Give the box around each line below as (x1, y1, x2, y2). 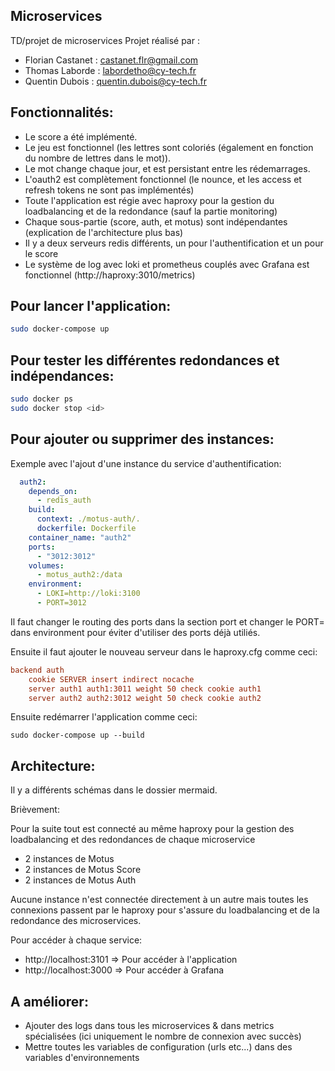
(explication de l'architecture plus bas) (24, 226, 184, 238)
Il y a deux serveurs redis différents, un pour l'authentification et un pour (24, 237, 324, 249)
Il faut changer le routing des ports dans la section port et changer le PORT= (10, 615, 325, 628)
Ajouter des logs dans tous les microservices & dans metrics (24, 1020, 275, 1032)
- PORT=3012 (36, 598, 87, 608)
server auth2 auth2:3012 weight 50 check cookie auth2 (28, 693, 262, 703)
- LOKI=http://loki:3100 (36, 589, 141, 599)
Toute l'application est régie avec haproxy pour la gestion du (24, 194, 275, 206)
